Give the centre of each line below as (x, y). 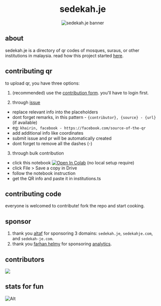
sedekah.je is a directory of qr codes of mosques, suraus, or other (72, 50)
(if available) (25, 122)
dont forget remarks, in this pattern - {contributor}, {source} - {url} (84, 117)
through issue (26, 102)
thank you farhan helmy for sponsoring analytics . (62, 244)
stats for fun (24, 286)
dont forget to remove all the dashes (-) (52, 143)
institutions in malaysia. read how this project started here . (64, 55)
